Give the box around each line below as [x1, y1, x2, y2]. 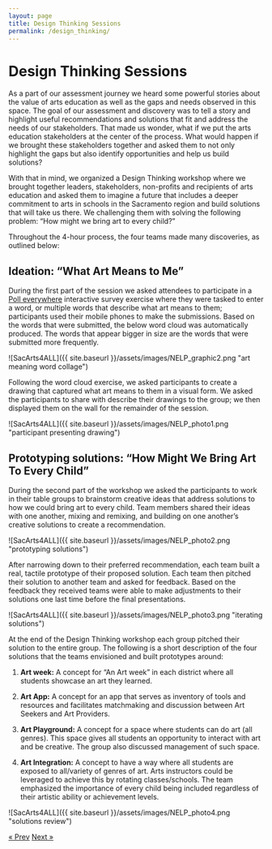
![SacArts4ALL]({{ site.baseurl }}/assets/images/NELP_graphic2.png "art [8, 354, 251, 363]
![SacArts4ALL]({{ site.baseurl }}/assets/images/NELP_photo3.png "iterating [8, 610, 263, 620]
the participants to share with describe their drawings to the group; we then [8, 395, 261, 405]
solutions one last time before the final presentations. [8, 594, 186, 604]
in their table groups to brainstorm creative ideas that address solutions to [8, 494, 255, 504]
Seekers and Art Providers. [19, 709, 111, 718]
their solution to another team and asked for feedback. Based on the [8, 577, 236, 586]
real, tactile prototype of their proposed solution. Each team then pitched [8, 568, 251, 578]
